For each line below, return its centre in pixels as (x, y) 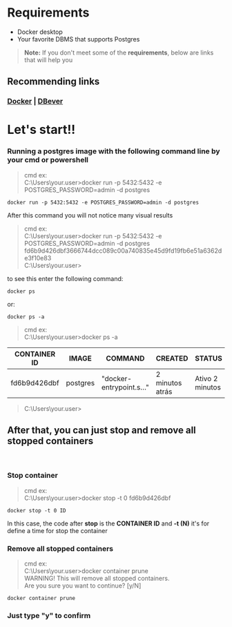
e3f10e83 (38, 258)
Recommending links (54, 82)
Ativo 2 (206, 378)
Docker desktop (40, 32)
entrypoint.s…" (125, 387)
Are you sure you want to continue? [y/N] (83, 586)
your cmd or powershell (48, 160)
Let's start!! (41, 130)
